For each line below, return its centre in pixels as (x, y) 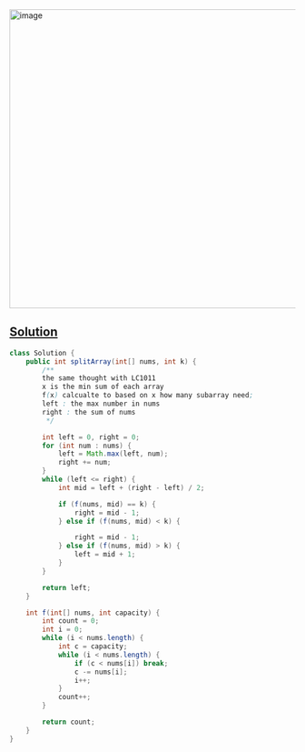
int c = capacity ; (93, 647)
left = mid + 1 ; (105, 555)
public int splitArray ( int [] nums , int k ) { (111, 361)
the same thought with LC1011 (99, 378)
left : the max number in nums (101, 404)
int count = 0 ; (71, 621)
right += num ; (84, 463)
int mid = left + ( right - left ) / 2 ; (131, 487)
